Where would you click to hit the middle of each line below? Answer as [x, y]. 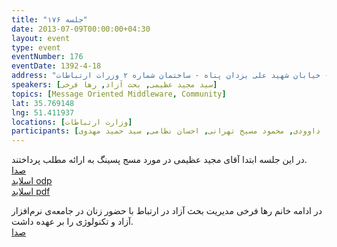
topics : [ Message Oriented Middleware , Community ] [119, 94]
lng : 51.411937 [43, 112]
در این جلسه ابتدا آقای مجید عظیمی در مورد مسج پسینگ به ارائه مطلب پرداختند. [159, 160]
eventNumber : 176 [47, 57]
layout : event [41, 38]
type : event [36, 47]
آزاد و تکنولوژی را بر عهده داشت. [72, 222]
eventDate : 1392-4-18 [56, 66]
